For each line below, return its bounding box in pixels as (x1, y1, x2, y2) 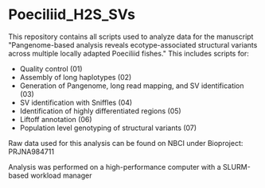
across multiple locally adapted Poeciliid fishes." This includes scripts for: (8, 48, 249, 58)
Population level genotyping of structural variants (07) (19, 123, 197, 132)
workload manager (30, 171, 92, 180)
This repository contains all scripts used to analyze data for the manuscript (8, 32, 254, 41)
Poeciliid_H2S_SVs (8, 6, 135, 24)
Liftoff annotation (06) (19, 114, 93, 124)
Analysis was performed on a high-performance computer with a (8, 162, 221, 171)
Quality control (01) (19, 63, 83, 73)
